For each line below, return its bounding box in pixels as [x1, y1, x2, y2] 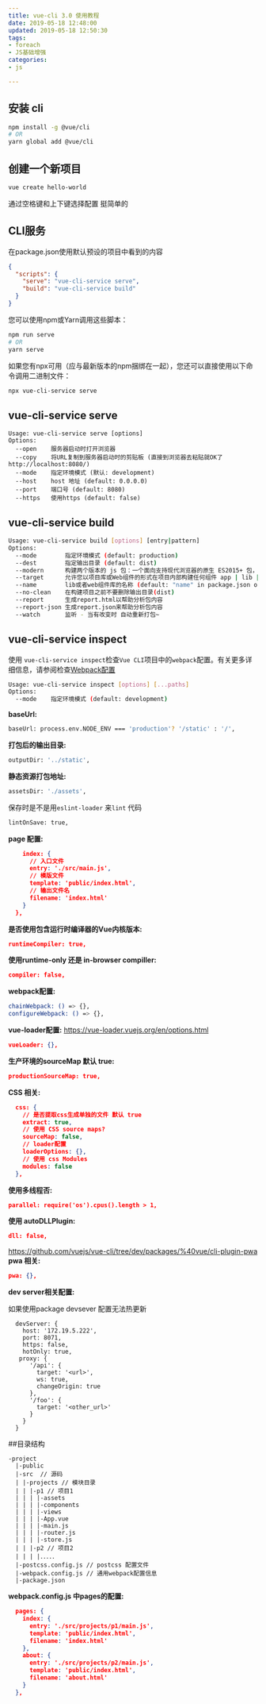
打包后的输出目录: [8, 740, 66, 750]
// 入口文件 [28, 857, 65, 865]
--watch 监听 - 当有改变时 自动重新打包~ [15, 611, 160, 619]
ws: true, [36, 1375, 69, 1384]
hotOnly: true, [22, 1347, 73, 1356]
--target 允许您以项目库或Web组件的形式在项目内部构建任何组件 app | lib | [15, 573, 260, 582]
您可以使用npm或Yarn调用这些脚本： [8, 314, 128, 324]
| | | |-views [15, 1508, 62, 1517]
